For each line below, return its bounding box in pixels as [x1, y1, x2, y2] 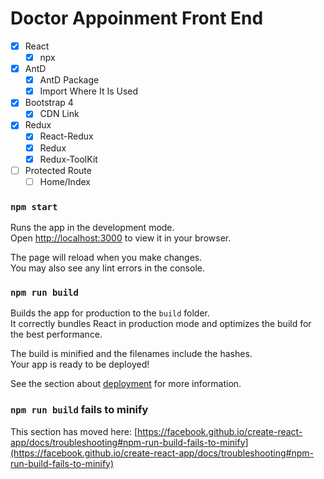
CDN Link [39, 108, 80, 120]
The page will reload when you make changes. [10, 252, 203, 264]
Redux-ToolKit [39, 153, 98, 165]
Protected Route [24, 164, 92, 176]
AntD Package [39, 74, 100, 86]
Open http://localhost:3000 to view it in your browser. [10, 232, 232, 244]
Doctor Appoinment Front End [10, 7, 264, 30]
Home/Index [39, 175, 91, 187]
